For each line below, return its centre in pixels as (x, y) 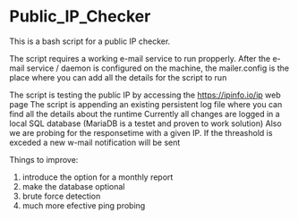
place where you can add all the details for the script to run (118, 77)
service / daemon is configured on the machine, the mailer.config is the (158, 68)
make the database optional (73, 186)
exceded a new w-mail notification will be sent (95, 142)
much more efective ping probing (84, 205)
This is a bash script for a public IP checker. (90, 41)
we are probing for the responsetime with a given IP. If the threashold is (141, 132)
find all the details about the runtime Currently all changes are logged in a (145, 114)
